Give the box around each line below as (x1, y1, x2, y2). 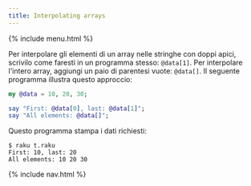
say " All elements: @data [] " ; (8, 112, 110, 120)
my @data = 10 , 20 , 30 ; (8, 89, 88, 98)
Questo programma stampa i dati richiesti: (8, 126, 147, 136)
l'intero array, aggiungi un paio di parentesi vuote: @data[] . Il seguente (8, 65, 241, 76)
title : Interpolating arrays (8, 11, 106, 20)
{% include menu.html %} (8, 34, 94, 43)
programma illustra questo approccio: (8, 74, 132, 84)
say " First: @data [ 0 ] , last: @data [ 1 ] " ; (8, 105, 146, 113)
